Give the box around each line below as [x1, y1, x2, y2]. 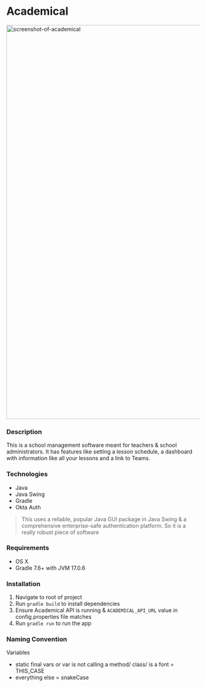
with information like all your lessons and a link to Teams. [6, 455, 150, 462]
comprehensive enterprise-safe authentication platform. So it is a [21, 522, 186, 529]
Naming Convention [6, 635, 67, 643]
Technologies [6, 470, 48, 479]
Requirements [6, 544, 50, 552]
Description [6, 427, 42, 436]
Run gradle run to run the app [15, 619, 92, 627]
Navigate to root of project [15, 594, 83, 601]
